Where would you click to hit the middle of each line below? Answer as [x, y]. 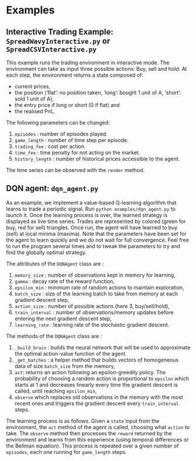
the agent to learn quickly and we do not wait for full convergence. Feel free [97, 240]
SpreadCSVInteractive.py [51, 49]
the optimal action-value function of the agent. [71, 353]
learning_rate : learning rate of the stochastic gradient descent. [92, 325]
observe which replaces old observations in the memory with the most [99, 397]
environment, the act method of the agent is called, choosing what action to [98, 427]
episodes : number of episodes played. [61, 134]
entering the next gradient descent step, [63, 318]
